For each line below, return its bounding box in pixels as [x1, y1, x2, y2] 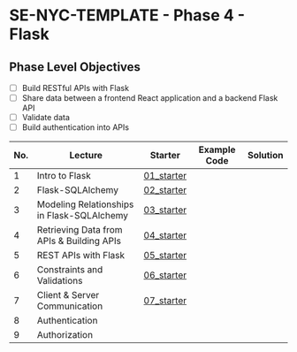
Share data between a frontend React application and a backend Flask [21, 93, 278, 103]
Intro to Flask [36, 170, 91, 182]
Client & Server [36, 289, 100, 302]
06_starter [143, 269, 187, 281]
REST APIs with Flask [36, 249, 126, 262]
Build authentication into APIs [21, 122, 130, 133]
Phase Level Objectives [9, 59, 141, 74]
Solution [247, 149, 284, 162]
